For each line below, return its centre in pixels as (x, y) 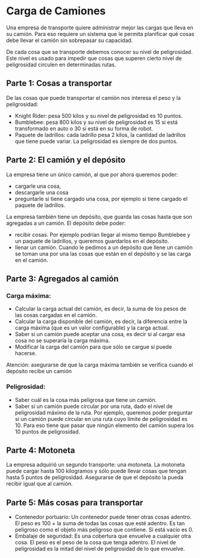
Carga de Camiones (56, 11)
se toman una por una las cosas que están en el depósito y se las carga (103, 254)
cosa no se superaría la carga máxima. (62, 341)
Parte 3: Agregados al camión (62, 278)
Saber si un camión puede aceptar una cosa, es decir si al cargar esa (100, 334)
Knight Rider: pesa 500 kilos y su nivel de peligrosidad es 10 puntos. (99, 115)
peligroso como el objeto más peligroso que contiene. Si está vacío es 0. (104, 530)
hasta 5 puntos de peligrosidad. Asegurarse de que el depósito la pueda (95, 477)
